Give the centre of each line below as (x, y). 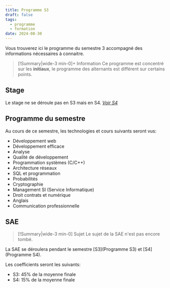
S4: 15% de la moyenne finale (44, 280)
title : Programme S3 (27, 10)
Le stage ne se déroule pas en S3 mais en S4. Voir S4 (62, 102)
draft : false (19, 15)
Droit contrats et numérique (41, 195)
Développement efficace (38, 146)
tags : (11, 19)
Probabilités (25, 178)
